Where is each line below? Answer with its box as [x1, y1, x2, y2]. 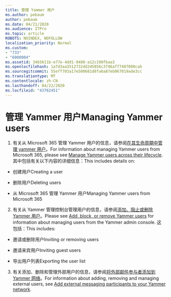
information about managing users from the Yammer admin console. [12, 219, 156, 225]
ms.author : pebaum [5, 12, 44, 17]
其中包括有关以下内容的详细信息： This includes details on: [12, 158, 135, 164]
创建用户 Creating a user [12, 169, 63, 175]
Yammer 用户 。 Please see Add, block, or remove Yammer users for [12, 213, 154, 219]
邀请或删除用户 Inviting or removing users [12, 236, 99, 243]
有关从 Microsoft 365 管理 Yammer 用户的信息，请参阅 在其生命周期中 [12, 140, 158, 146]
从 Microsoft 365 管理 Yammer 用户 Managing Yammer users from [12, 190, 150, 196]
